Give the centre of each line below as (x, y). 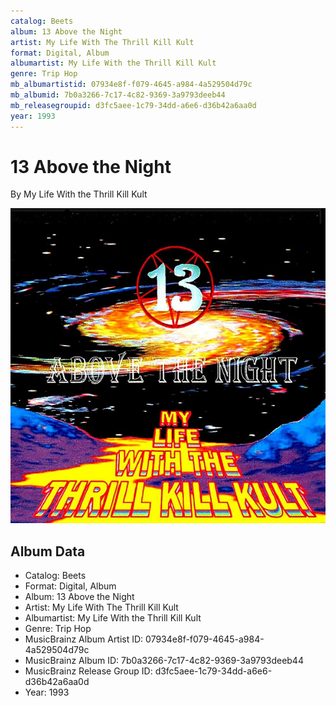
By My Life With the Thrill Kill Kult (79, 194)
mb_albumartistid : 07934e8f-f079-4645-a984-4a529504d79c (131, 85)
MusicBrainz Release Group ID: (88, 671)
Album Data (48, 551)
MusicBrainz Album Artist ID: (84, 639)
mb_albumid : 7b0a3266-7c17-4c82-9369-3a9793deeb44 (118, 95)
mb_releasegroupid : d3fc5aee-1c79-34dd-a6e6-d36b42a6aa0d (133, 105)
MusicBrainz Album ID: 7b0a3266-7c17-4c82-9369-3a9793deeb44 (164, 661)
